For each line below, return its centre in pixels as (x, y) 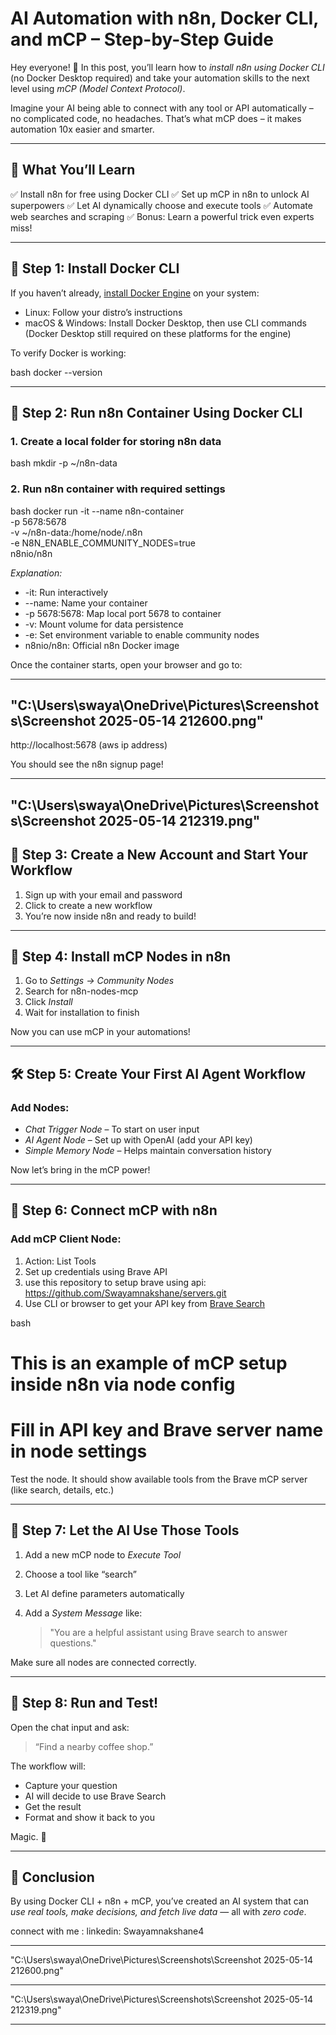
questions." (73, 1643)
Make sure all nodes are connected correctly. (103, 1662)
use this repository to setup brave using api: (115, 1282)
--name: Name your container (86, 603)
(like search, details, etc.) (62, 1489)
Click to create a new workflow (88, 905)
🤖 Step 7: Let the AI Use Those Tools (125, 1530)
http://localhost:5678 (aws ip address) (89, 745)
